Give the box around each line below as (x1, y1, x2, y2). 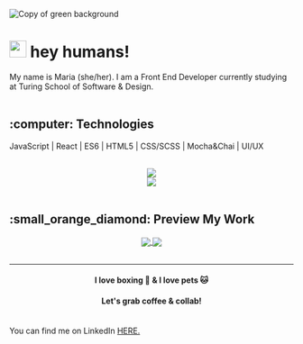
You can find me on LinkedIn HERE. (9, 325, 141, 336)
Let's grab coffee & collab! (101, 295, 202, 306)
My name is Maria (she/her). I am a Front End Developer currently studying (9, 71, 288, 82)
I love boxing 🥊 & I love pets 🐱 (94, 275, 209, 285)
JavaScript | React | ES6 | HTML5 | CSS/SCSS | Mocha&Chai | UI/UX (9, 140, 264, 151)
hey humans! (30, 41, 130, 62)
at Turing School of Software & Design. (9, 81, 154, 92)
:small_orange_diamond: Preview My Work (9, 212, 255, 227)
